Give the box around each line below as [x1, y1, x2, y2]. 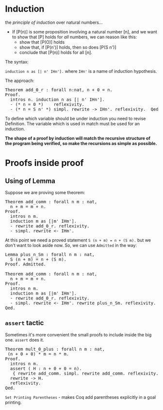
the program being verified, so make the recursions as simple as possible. [5, 140, 157, 146]
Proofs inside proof [5, 158, 84, 168]
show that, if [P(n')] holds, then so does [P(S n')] [19, 44, 116, 50]
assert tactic [5, 319, 44, 327]
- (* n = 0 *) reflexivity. [10, 101, 85, 107]
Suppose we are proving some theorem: [5, 189, 85, 195]
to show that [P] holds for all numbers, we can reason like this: [12, 34, 137, 40]
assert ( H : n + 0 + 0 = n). [10, 365, 82, 371]
